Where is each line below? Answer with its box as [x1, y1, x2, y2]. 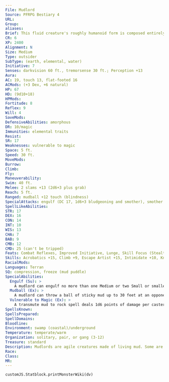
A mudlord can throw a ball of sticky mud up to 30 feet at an [14, 293, 150, 298]
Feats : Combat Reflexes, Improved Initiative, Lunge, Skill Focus [5, 251, 147, 256]
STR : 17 [5, 208, 22, 214]
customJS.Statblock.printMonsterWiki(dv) [5, 372, 94, 377]
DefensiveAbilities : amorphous [5, 119, 71, 125]
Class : [5, 353, 19, 359]
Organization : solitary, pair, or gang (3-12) [5, 335, 105, 340]
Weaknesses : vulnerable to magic [5, 143, 75, 148]
